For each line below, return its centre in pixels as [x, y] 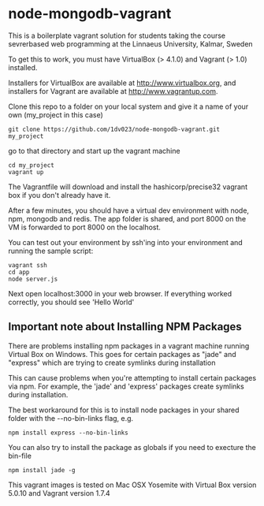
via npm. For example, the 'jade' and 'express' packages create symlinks [126, 386]
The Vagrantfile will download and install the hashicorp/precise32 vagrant [128, 187]
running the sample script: [51, 251]
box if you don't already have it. [59, 195]
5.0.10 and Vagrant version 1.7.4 [59, 493]
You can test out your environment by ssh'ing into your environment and [125, 242]
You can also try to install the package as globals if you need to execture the [132, 447]
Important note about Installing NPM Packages [125, 327]
